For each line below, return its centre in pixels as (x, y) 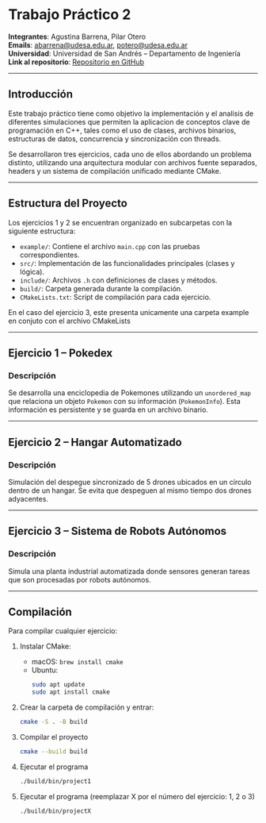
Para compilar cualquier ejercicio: (63, 631)
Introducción (41, 94)
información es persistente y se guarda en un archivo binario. (108, 410)
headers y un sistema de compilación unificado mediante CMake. (115, 171)
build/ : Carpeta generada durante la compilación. (101, 288)
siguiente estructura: (42, 231)
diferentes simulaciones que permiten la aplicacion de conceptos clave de (129, 121)
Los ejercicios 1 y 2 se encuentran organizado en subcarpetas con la (120, 222)
